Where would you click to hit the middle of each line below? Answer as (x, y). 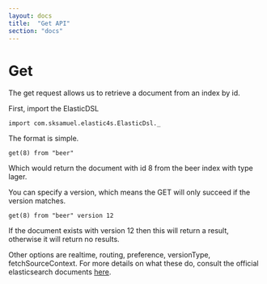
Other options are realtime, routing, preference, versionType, (110, 255)
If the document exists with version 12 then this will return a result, (119, 231)
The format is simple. (44, 139)
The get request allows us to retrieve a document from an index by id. (124, 93)
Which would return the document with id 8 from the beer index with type (131, 168)
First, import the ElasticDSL (54, 109)
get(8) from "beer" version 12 (61, 216)
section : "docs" (36, 31)
